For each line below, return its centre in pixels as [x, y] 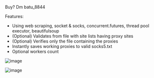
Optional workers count [35, 51]
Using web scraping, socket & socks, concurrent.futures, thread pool [81, 26]
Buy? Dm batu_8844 [25, 7]
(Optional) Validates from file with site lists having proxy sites [73, 36]
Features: [14, 16]
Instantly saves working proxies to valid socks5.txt [62, 46]
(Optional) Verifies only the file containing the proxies [65, 41]
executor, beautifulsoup [35, 31]
